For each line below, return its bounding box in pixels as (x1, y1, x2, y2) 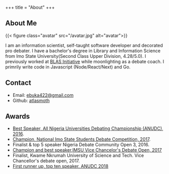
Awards (5, 112, 30, 121)
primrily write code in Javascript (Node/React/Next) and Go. (5, 63, 131, 70)
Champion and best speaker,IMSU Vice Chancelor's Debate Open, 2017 (12, 147, 162, 153)
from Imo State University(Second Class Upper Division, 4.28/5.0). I (5, 53, 146, 59)
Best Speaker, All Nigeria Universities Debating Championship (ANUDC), (12, 125, 163, 131)
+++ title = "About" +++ (5, 5, 55, 10)
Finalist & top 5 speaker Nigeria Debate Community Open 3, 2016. (12, 142, 150, 148)
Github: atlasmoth (12, 97, 50, 103)
